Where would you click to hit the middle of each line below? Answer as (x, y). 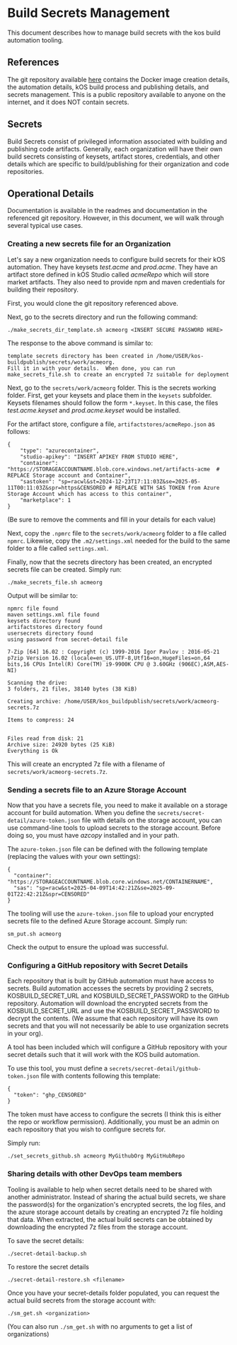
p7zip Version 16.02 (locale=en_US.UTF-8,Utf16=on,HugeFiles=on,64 (109, 658)
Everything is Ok (33, 751)
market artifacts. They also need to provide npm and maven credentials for (116, 282)
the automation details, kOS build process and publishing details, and (108, 87)
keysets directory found (44, 620)
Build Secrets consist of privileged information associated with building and (117, 141)
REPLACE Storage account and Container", (69, 475)
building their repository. (43, 289)
